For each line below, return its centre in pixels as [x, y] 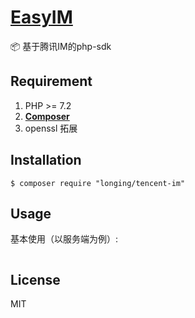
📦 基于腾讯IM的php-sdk [61, 46]
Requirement [51, 81]
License [35, 279]
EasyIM [41, 17]
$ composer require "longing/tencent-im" [98, 183]
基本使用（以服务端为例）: [64, 239]
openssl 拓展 [51, 128]
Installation [46, 160]
